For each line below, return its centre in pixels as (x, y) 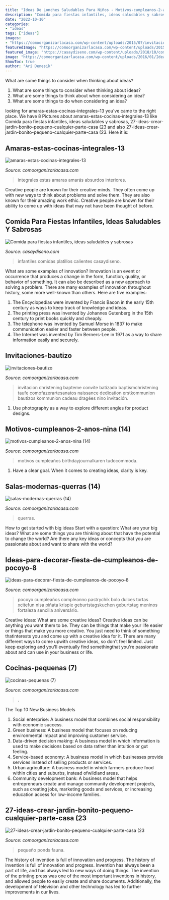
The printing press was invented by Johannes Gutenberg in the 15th (83, 313)
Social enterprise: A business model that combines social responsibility (86, 719)
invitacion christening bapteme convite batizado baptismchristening (88, 387)
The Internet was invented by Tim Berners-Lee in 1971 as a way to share (87, 334)
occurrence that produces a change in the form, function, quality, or (76, 276)
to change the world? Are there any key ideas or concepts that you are (78, 539)
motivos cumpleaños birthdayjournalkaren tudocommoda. (77, 461)
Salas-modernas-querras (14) (53, 486)
